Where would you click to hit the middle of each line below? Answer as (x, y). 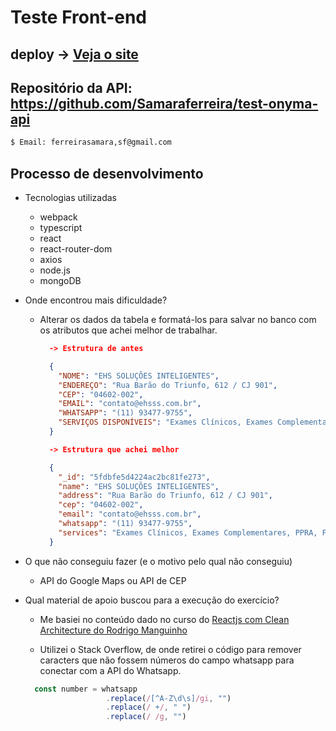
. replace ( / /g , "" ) (146, 717)
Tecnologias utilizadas (70, 198)
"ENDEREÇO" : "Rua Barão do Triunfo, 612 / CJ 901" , (168, 385)
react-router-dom (76, 249)
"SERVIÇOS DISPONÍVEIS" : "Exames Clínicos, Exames (165, 422)
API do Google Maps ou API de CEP (113, 580)
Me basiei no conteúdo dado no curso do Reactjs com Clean (164, 619)
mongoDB (60, 281)
